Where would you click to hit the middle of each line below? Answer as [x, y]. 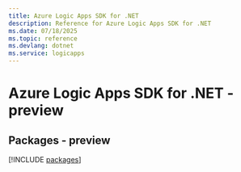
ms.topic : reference [43, 38]
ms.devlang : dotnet [41, 46]
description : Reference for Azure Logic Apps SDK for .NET [110, 23]
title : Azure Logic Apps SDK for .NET [74, 16]
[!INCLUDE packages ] [45, 159]
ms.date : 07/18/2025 [43, 31]
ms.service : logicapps [47, 53]
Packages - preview [59, 140]
